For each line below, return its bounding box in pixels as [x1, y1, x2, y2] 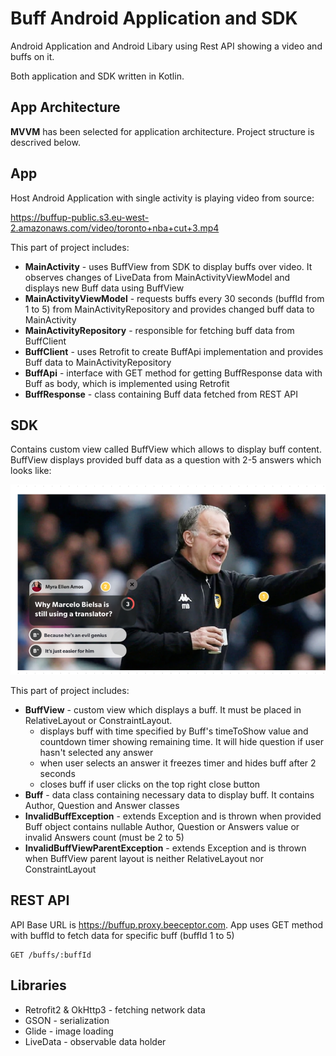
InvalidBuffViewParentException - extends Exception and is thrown [24, 842, 307, 854]
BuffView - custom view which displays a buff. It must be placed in [24, 703, 302, 716]
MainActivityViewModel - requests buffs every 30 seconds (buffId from [24, 292, 325, 304]
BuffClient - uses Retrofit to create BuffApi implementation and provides [24, 345, 324, 357]
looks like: [10, 465, 52, 477]
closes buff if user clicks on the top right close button [39, 778, 261, 790]
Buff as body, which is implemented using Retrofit [24, 377, 230, 389]
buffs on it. [10, 50, 55, 62]
